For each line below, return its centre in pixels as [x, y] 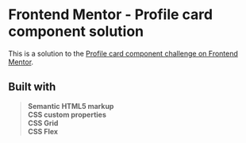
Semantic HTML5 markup [71, 106]
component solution [76, 31]
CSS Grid [43, 123]
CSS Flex [42, 131]
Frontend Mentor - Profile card [110, 15]
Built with [32, 87]
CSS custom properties [67, 114]
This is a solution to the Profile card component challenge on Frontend [123, 53]
